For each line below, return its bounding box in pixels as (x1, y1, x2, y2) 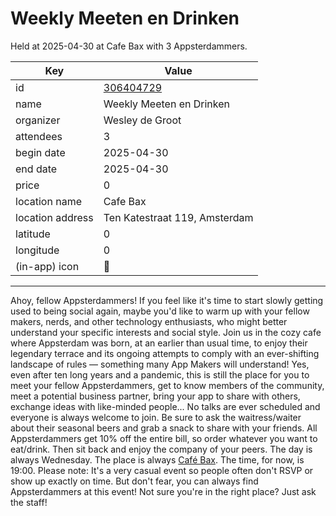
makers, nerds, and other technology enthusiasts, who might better (10, 315, 288, 327)
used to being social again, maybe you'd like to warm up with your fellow (10, 305, 310, 317)
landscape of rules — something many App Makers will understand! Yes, (10, 358, 310, 370)
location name (15, 194, 82, 208)
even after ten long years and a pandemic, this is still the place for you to (10, 368, 310, 381)
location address (15, 210, 94, 224)
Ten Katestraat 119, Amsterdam (103, 210, 254, 224)
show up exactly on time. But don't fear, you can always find (10, 475, 259, 487)
